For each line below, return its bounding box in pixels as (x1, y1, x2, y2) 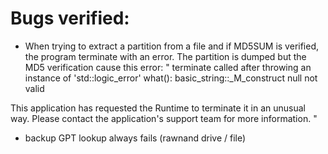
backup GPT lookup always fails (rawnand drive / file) (24, 132, 247, 144)
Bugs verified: (10, 7, 130, 30)
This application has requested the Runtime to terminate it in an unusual (10, 102, 306, 114)
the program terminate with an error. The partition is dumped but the (24, 50, 307, 62)
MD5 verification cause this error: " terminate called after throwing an (24, 61, 312, 73)
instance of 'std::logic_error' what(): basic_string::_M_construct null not (24, 72, 318, 84)
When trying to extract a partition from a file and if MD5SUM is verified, (24, 40, 320, 52)
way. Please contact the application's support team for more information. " (10, 112, 318, 124)
